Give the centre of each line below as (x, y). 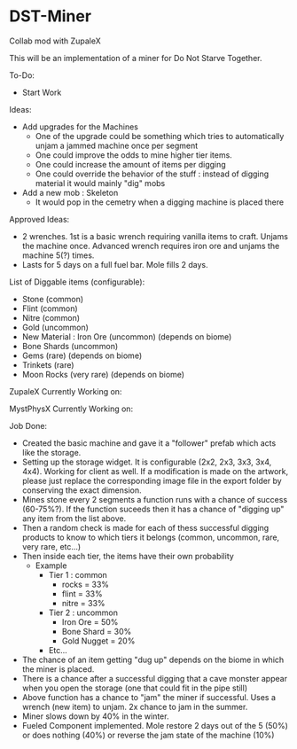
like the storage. (51, 452)
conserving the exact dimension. (82, 490)
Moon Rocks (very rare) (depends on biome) (103, 374)
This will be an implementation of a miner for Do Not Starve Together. (136, 58)
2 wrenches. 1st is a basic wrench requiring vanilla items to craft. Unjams (155, 236)
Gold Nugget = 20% (98, 641)
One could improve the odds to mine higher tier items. (133, 155)
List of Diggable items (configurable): (77, 282)
